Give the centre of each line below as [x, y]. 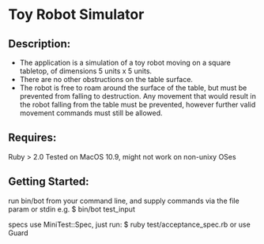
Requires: [32, 138]
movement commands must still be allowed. [91, 113]
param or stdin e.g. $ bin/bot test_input [72, 209]
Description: [40, 44]
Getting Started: [49, 182]
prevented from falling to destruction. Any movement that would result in [138, 96]
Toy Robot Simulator [76, 15]
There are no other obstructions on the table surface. [106, 79]
